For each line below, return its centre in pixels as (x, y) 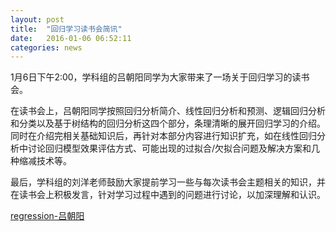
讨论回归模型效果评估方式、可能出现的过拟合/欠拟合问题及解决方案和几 (174, 148)
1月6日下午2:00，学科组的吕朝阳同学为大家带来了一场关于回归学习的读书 (160, 77)
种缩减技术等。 (41, 161)
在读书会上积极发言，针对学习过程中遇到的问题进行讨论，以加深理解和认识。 (168, 195)
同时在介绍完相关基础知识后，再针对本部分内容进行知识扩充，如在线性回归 (163, 136)
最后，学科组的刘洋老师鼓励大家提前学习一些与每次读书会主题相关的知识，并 (168, 182)
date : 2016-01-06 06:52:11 (71, 38)
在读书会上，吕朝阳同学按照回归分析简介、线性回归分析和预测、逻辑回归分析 (168, 111)
